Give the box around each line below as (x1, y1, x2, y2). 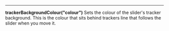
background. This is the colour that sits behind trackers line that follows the (5, 15, 161, 21)
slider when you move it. (5, 20, 56, 26)
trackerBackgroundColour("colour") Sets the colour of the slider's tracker (5, 9, 161, 15)
